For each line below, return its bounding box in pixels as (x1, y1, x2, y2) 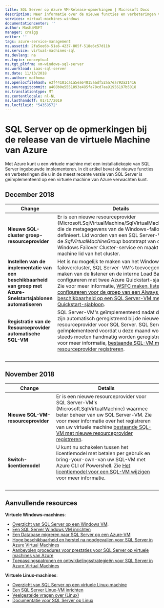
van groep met (7, 282, 42, 289)
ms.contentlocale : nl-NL (5, 94, 56, 98)
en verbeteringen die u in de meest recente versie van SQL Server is (5, 171, 143, 177)
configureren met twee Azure (57, 276, 125, 283)
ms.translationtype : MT (5, 89, 54, 94)
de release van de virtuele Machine (5, 134, 150, 145)
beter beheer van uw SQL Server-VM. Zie (56, 411, 152, 418)
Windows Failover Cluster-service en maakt (57, 244, 159, 251)
